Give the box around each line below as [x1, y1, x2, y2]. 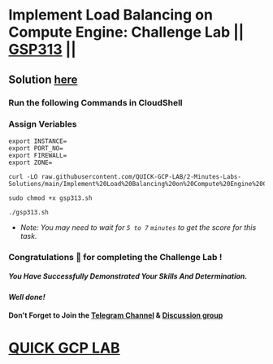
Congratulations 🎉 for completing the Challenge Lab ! [8, 251, 223, 262]
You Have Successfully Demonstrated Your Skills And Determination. [8, 271, 248, 281]
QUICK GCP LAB [8, 339, 120, 357]
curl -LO [8, 172, 38, 180]
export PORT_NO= [8, 144, 63, 152]
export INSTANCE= [8, 136, 67, 145]
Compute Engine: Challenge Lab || [8, 23, 245, 41]
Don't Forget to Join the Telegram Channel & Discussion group [8, 310, 223, 320]
